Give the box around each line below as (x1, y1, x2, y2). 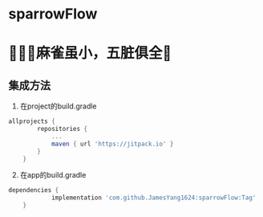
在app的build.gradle (19, 170, 87, 180)
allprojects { (8, 117, 56, 125)
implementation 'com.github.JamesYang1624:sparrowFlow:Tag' (51, 194, 257, 202)
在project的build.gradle (19, 101, 98, 111)
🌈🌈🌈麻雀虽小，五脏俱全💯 (8, 44, 172, 63)
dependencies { (8, 186, 59, 194)
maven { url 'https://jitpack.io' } (51, 140, 174, 148)
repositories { (37, 125, 88, 133)
